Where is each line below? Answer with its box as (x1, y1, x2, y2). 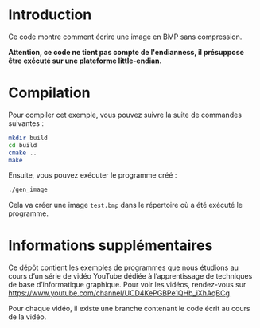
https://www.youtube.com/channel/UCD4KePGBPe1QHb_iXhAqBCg (8, 288, 231, 298)
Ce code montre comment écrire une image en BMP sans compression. (8, 32, 243, 41)
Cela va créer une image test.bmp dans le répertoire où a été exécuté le (8, 201, 243, 210)
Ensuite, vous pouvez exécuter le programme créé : (8, 170, 177, 180)
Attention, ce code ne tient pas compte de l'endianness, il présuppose (8, 47, 245, 57)
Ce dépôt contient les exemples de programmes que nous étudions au (8, 263, 239, 272)
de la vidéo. (8, 312, 47, 322)
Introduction (8, 6, 92, 24)
